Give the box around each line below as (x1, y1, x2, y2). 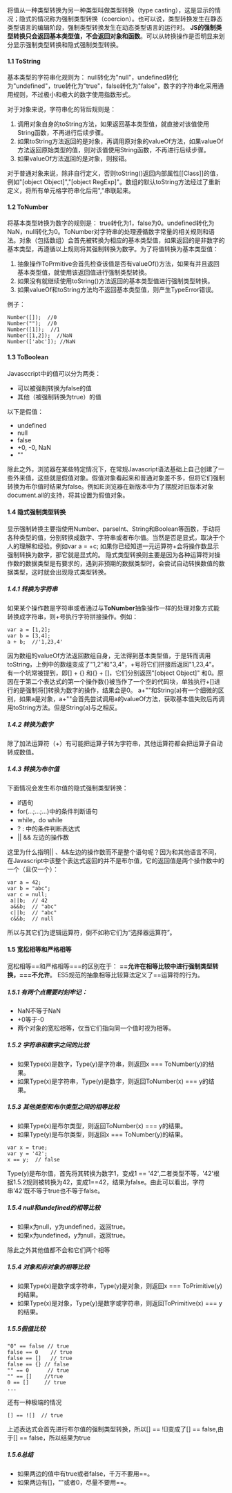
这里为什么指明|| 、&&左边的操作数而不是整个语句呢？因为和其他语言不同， (7, 847, 221, 856)
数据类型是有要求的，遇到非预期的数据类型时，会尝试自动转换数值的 (25, 559, 219, 568)
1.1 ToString (7, 57, 41, 65)
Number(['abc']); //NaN (7, 338, 76, 345)
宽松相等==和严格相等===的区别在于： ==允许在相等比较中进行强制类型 (7, 961, 213, 970)
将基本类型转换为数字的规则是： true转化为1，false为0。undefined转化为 (7, 219, 215, 227)
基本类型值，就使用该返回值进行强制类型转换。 (17, 269, 151, 277)
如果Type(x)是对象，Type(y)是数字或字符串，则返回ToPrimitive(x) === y (17, 1299, 223, 1307)
